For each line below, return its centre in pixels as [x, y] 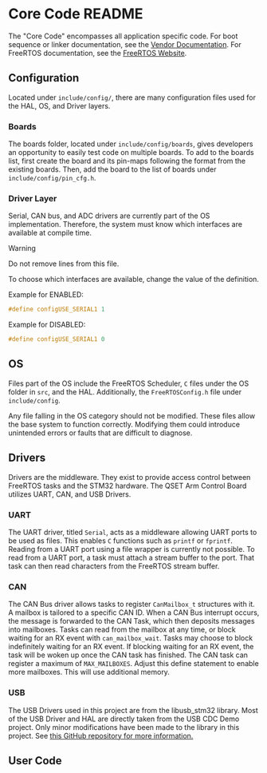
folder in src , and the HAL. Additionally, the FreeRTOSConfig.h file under [125, 391]
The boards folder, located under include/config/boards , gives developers [131, 144]
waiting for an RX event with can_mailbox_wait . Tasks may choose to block [131, 638]
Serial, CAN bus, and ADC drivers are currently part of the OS [109, 216]
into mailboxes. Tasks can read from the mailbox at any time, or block [122, 630]
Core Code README [76, 14]
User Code [35, 761]
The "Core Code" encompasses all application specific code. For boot [123, 36]
